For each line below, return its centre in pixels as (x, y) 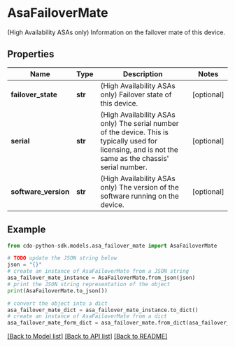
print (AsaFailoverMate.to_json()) (58, 291)
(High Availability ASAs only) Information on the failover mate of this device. (116, 32)
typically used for (129, 141)
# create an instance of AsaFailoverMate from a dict (87, 316)
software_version (40, 192)
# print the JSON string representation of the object (89, 284)
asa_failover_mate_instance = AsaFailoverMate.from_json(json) (101, 278)
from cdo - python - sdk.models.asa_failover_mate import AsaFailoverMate (112, 246)
